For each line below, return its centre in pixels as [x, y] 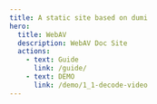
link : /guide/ [60, 69]
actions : [34, 52]
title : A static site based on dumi [78, 18]
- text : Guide [52, 60]
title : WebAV [42, 34]
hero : [20, 26]
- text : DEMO [50, 77]
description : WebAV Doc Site [73, 43]
